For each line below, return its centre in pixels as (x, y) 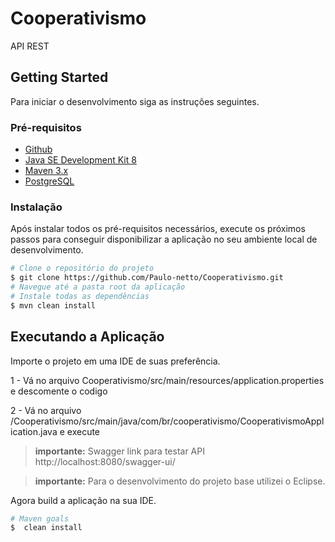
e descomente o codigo (59, 391)
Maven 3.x (46, 171)
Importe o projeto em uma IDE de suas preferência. (115, 361)
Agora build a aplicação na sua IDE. (83, 500)
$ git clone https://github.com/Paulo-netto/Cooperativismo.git (147, 278)
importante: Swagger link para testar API (119, 451)
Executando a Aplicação (87, 337)
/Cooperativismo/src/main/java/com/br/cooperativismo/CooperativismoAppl (167, 421)
